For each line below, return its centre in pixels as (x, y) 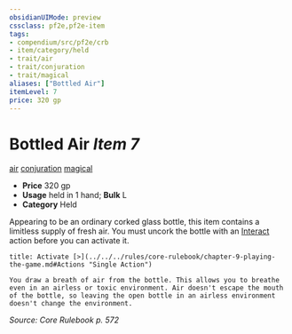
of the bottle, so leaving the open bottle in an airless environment (142, 296)
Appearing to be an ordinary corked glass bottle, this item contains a (134, 222)
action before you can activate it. (69, 241)
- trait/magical (39, 76)
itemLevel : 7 (33, 91)
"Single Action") (120, 265)
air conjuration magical (51, 169)
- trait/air (31, 59)
